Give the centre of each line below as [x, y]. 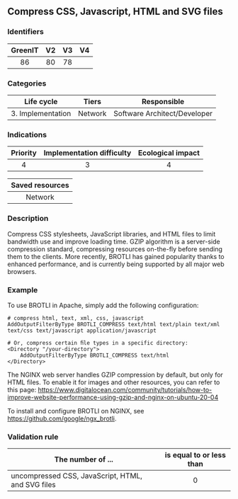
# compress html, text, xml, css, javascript [75, 318]
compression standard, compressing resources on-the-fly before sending [115, 249]
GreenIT [25, 50]
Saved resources [40, 185]
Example [23, 289]
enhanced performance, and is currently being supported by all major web [116, 264]
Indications [27, 134]
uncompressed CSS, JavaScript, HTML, [77, 476]
